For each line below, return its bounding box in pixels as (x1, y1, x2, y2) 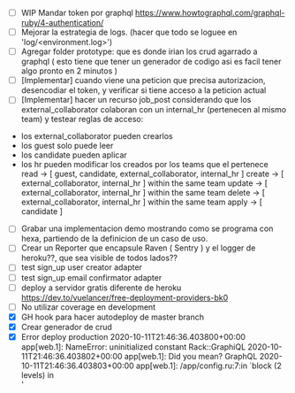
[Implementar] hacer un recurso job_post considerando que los (20, 95, 252, 105)
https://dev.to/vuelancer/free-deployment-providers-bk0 (20, 292, 229, 303)
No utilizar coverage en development (20, 301, 156, 312)
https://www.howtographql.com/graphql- (134, 8, 285, 18)
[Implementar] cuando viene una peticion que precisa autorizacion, (20, 75, 266, 86)
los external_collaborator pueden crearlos (20, 131, 173, 142)
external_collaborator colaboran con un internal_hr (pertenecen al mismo (20, 104, 287, 115)
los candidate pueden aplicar (20, 150, 127, 160)
